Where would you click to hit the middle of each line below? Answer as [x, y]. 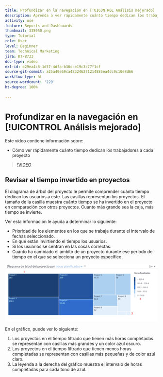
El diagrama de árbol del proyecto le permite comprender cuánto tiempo [77, 191]
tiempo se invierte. [24, 212]
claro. [18, 359]
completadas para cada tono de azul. [49, 369]
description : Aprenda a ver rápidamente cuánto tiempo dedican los [75, 15]
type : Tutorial [20, 36]
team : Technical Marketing [32, 51]
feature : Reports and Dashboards [39, 26]
